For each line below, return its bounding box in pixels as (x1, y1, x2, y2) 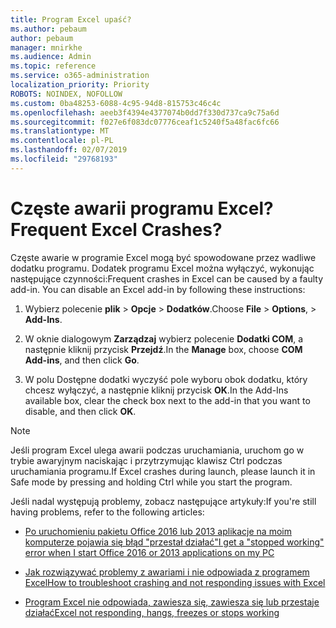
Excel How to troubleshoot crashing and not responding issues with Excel (24, 576, 326, 588)
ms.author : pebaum (10, 24, 87, 34)
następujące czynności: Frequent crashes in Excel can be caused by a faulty (10, 272, 323, 285)
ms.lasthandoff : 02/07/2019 (10, 145, 128, 155)
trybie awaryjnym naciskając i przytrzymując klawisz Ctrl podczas (10, 454, 283, 466)
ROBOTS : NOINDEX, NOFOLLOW (10, 89, 123, 99)
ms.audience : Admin (10, 52, 92, 62)
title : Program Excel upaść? (10, 14, 132, 25)
